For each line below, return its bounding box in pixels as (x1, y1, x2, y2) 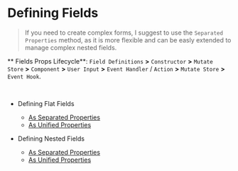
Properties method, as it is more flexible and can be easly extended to (24, 35, 232, 44)
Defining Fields (7, 5, 99, 21)
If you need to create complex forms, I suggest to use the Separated (24, 28, 224, 37)
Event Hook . (7, 72, 41, 81)
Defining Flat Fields (17, 99, 75, 107)
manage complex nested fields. (24, 43, 117, 52)
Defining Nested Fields (17, 134, 85, 143)
